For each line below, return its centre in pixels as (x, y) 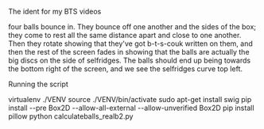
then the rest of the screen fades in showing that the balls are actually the (129, 52)
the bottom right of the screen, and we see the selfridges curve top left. (125, 69)
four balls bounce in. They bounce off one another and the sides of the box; (132, 27)
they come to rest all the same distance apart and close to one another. (125, 35)
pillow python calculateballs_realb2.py (71, 116)
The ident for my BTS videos (55, 11)
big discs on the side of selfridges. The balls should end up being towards (130, 60)
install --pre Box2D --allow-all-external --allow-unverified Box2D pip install (131, 108)
